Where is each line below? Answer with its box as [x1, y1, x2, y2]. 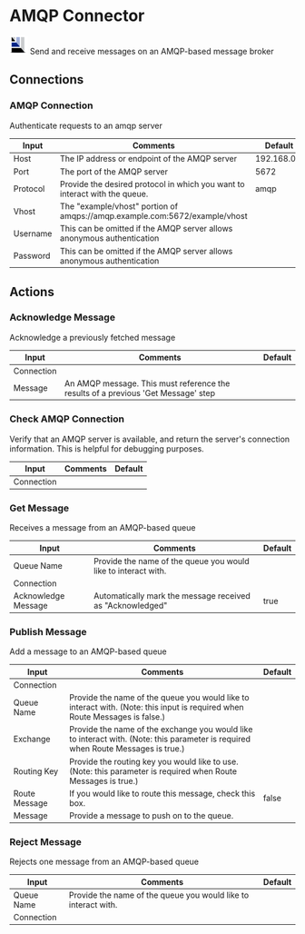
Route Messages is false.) [69, 711, 166, 722]
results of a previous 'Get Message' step [64, 387, 216, 398]
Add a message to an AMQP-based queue [9, 646, 167, 657]
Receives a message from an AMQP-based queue [9, 522, 196, 533]
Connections [9, 72, 84, 87]
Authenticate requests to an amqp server [9, 120, 163, 131]
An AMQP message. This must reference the [64, 378, 231, 389]
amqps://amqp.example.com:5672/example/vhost [60, 211, 248, 222]
